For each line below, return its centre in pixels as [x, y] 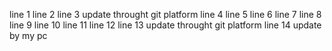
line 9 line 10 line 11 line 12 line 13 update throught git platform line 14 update [165, 25]
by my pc [28, 35]
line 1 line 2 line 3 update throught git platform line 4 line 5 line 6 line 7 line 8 [165, 14]
